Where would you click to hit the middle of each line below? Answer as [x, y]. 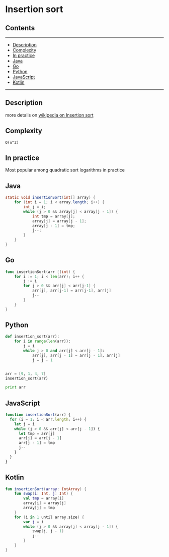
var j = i [33, 522]
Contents [20, 28]
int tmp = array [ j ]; [54, 216]
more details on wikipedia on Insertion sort [50, 115]
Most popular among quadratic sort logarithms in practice [65, 170]
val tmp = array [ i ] [44, 498]
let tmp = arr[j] [37, 433]
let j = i [25, 424]
